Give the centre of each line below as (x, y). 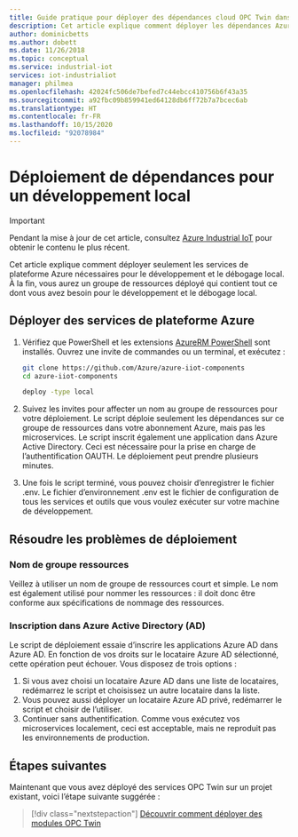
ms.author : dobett (43, 42)
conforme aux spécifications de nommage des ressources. (117, 602)
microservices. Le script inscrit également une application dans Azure (149, 437)
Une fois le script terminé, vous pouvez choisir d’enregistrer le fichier (148, 483)
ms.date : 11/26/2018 (47, 51)
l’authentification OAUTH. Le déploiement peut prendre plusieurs (140, 456)
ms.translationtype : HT (53, 108)
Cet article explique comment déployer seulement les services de (129, 264)
